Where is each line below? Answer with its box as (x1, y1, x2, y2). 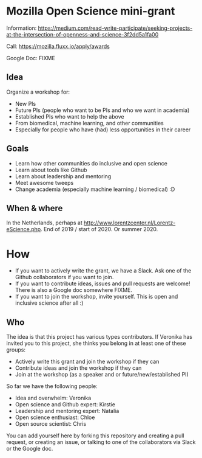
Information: (6, 24, 37, 32)
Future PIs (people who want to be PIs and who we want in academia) (15, 106, 190, 114)
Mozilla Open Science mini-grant (6, 4, 175, 18)
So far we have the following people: (6, 383, 98, 390)
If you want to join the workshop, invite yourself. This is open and (15, 293, 178, 300)
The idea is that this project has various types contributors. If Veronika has (6, 333, 193, 341)
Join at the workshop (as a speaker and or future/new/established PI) (15, 371, 189, 378)
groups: (6, 346, 26, 353)
